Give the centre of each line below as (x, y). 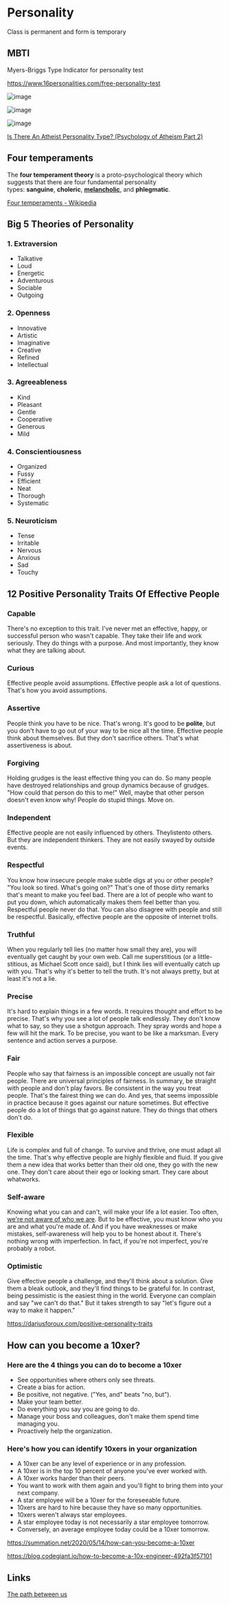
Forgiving (23, 763)
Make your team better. (50, 1402)
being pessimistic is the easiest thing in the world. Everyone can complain (112, 1296)
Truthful (21, 934)
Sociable (30, 288)
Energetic (31, 274)
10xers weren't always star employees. (72, 1515)
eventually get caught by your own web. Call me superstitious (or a (102, 956)
